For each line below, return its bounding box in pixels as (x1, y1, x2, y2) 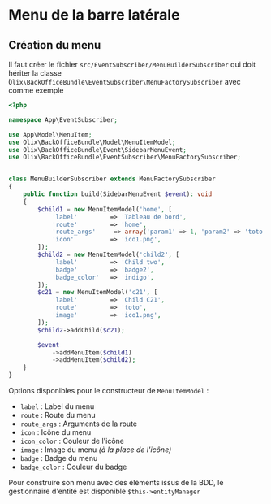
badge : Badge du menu (19, 454, 98, 463)
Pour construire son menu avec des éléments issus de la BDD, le (8, 478, 224, 487)
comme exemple (8, 85, 64, 95)
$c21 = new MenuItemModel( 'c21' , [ (37, 289, 158, 297)
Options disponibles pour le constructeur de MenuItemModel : (8, 386, 209, 395)
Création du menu (8, 38, 101, 52)
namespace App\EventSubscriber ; (8, 115, 118, 124)
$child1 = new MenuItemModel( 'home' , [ (37, 205, 173, 213)
